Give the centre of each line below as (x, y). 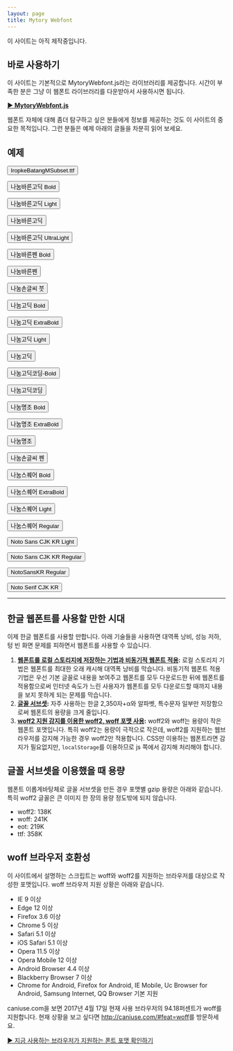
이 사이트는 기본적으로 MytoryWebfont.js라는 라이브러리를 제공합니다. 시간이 (112, 83)
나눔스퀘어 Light (31, 510)
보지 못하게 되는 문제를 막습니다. (68, 695)
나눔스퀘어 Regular (35, 526)
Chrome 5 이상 (38, 925)
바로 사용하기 (34, 64)
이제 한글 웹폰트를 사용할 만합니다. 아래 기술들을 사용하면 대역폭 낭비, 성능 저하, (114, 636)
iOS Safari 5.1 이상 (42, 942)
